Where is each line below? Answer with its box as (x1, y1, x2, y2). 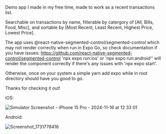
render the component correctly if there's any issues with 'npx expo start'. (5, 61, 158, 66)
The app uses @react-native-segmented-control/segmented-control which (5, 39, 160, 45)
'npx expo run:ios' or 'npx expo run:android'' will (61, 55, 161, 61)
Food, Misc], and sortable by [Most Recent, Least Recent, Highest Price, (5, 24, 154, 30)
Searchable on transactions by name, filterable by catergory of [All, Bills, (5, 19, 154, 25)
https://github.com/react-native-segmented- (40, 50, 133, 56)
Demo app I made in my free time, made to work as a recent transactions (5, 4, 155, 10)
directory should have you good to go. (5, 76, 84, 81)
